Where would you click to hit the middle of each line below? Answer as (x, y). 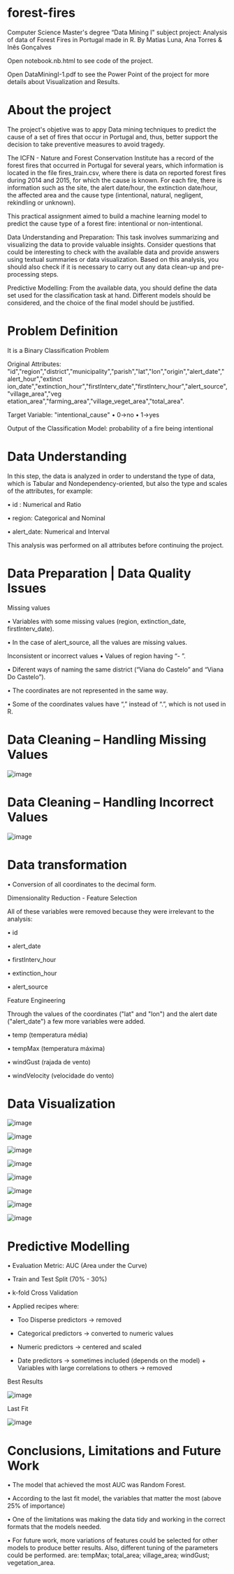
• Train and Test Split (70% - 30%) (57, 1279)
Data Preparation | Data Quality (99, 573)
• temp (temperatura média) (48, 1035)
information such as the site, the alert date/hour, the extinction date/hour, (112, 188)
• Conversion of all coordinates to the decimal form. (82, 884)
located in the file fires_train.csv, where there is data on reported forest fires (117, 172)
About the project (59, 110)
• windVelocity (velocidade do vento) (61, 1075)
